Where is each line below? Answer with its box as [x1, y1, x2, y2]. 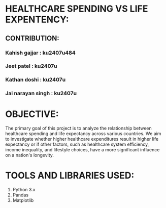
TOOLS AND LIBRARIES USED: [5, 170, 135, 181]
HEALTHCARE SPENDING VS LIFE [5, 3, 148, 15]
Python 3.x [12, 187, 36, 193]
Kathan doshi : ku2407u [5, 76, 66, 84]
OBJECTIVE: [5, 108, 59, 120]
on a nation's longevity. [5, 152, 54, 158]
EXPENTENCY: [5, 14, 69, 25]
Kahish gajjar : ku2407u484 [5, 49, 76, 56]
